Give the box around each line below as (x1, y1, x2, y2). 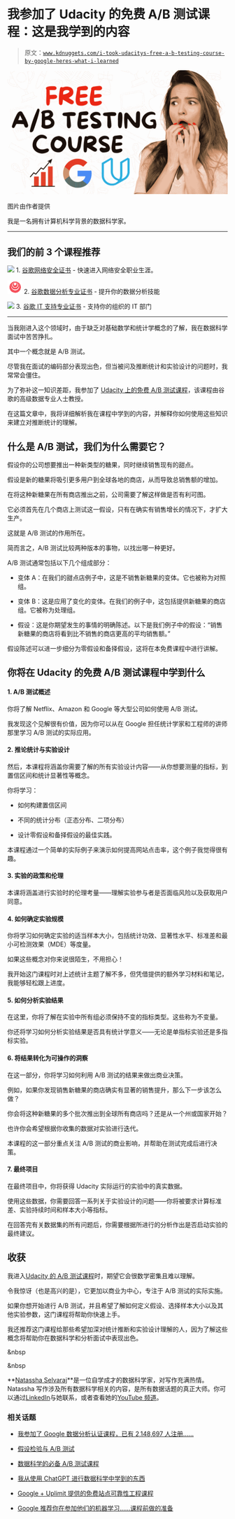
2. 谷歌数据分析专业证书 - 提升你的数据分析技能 (23, 288, 160, 296)
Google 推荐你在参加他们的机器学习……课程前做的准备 (17, 1504, 173, 1512)
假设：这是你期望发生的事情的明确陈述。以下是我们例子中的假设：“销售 (17, 621, 222, 629)
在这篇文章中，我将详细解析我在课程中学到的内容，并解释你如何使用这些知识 (7, 409, 228, 418)
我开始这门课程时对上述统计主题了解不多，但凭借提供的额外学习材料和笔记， (7, 970, 228, 979)
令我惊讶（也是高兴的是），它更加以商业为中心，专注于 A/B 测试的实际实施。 (7, 1286, 227, 1295)
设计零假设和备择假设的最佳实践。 (17, 830, 116, 839)
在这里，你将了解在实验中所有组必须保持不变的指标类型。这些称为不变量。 (7, 1013, 222, 1021)
